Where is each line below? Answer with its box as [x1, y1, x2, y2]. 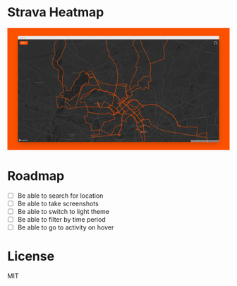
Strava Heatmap [7, 4, 104, 20]
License [7, 249, 55, 264]
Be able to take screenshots [17, 199, 99, 208]
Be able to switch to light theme [17, 207, 110, 215]
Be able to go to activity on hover [17, 223, 114, 232]
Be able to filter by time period [17, 215, 106, 223]
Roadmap [7, 167, 65, 184]
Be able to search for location [17, 191, 104, 200]
